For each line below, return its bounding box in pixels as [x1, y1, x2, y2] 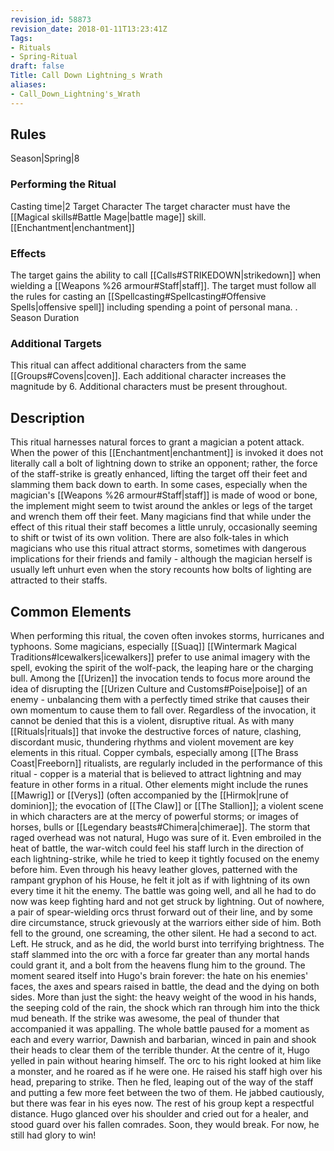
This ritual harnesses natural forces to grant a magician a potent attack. [10, 436, 305, 448]
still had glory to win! [10, 1129, 97, 1141]
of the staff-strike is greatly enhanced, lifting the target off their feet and [10, 468, 308, 480]
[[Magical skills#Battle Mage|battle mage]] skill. [10, 211, 207, 223]
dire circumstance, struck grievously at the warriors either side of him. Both [10, 916, 322, 928]
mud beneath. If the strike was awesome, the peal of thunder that [10, 1012, 280, 1024]
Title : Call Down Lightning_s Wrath [10, 71, 163, 81]
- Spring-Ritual [10, 52, 78, 62]
